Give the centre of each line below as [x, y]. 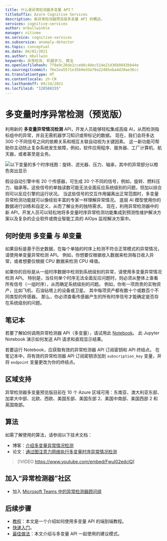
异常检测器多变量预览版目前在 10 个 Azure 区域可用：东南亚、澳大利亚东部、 [83, 392]
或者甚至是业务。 [36, 154]
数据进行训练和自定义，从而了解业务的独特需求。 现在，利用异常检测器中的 [82, 206]
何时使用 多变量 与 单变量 [43, 236]
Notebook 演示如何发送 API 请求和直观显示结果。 [55, 339]
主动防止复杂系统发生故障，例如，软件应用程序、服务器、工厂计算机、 [85, 148]
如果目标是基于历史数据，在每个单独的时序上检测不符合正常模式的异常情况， [83, 249]
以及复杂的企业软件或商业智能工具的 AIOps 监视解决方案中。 [71, 219]
